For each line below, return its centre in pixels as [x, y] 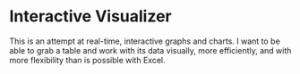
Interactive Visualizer [90, 16]
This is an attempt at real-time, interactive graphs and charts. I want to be [145, 41]
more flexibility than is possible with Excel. [87, 60]
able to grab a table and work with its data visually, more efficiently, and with [150, 50]
